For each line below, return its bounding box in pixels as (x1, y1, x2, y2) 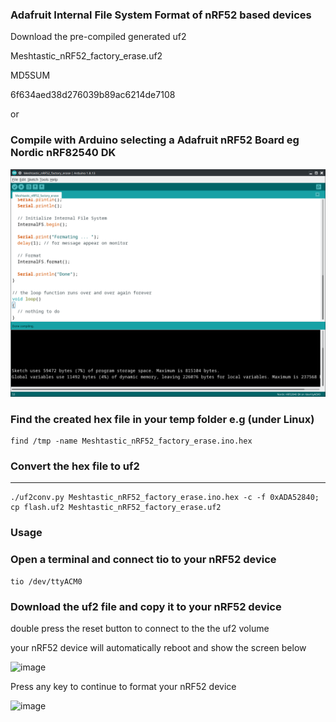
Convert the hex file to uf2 (10, 459, 140, 473)
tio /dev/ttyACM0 (10, 576, 83, 587)
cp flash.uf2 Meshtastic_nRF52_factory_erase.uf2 (10, 503, 222, 513)
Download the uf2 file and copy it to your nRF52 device (10, 599, 282, 613)
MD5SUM (10, 69, 51, 82)
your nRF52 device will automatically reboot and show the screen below (10, 641, 307, 653)
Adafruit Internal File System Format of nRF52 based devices (10, 8, 312, 22)
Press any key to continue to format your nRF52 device (10, 680, 237, 692)
